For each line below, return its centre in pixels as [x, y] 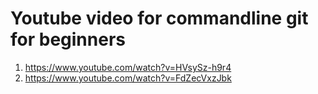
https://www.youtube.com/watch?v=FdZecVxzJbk [128, 78]
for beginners [68, 39]
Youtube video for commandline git [159, 18]
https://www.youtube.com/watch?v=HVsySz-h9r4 [128, 67]
